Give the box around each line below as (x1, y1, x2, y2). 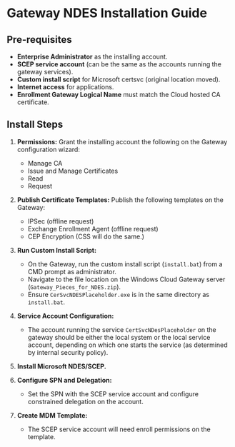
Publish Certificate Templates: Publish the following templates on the (16, 195, 224, 204)
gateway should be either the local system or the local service (27, 333, 211, 341)
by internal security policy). (27, 348, 109, 356)
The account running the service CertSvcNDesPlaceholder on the (27, 325, 217, 333)
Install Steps (6, 119, 64, 131)
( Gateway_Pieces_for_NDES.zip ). (27, 282, 121, 291)
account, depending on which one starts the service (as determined (27, 341, 228, 349)
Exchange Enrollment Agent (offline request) (27, 224, 159, 233)
